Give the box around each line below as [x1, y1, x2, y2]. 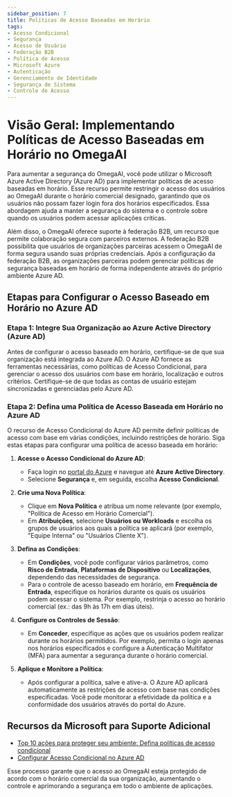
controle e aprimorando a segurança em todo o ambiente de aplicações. [7, 781, 213, 790]
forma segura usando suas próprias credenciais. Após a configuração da [7, 249, 216, 258]
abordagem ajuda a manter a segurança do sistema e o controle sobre [7, 207, 208, 215]
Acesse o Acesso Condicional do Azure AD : [17, 455, 145, 463]
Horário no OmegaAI [7, 147, 127, 163]
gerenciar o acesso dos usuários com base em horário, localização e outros [7, 369, 224, 378]
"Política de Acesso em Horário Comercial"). [27, 509, 154, 518]
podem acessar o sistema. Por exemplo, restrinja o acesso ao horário [27, 595, 226, 604]
